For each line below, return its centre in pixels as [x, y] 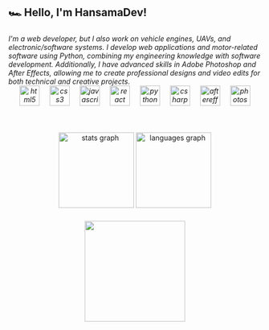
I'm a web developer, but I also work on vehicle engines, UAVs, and [120, 39]
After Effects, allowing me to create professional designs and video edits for [134, 73]
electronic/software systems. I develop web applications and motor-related [133, 47]
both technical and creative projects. [69, 81]
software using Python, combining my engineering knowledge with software [134, 56]
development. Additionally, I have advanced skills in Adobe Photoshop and [132, 64]
